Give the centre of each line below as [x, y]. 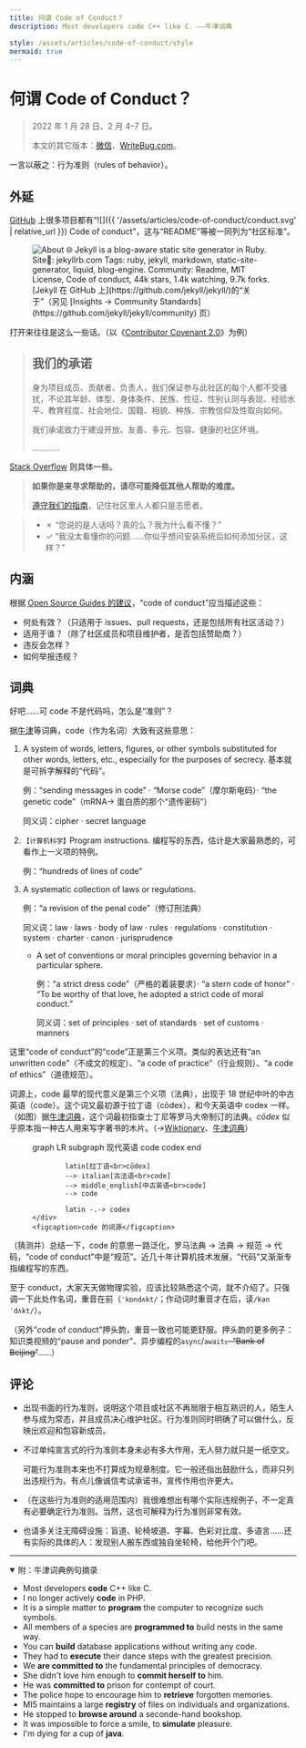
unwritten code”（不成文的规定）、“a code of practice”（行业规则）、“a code [152, 1064]
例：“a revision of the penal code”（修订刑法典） [114, 909]
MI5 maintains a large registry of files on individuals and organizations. [156, 1704]
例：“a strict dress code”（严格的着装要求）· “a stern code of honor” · [165, 984]
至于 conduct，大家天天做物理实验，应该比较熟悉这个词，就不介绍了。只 [146, 1288]
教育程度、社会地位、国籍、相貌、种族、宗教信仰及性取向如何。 [168, 410]
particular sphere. [69, 965]
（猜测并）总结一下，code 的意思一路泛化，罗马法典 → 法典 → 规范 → [141, 1246]
